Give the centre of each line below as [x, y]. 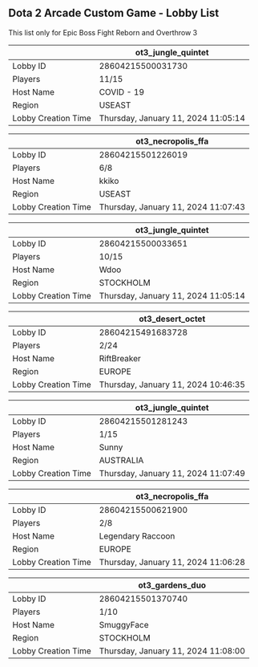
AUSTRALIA [121, 460]
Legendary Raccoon [137, 535]
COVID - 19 [122, 92]
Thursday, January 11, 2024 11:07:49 [172, 473]
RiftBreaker [120, 358]
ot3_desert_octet [172, 319]
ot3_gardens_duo [172, 585]
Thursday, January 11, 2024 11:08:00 [172, 651]
